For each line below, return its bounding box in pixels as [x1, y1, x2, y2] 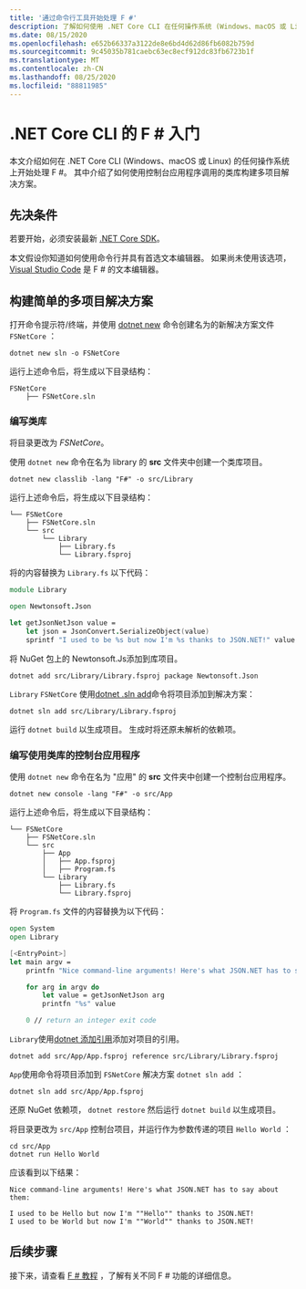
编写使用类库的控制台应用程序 [9, 749, 141, 762]
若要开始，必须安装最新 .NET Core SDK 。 [9, 234, 166, 244]
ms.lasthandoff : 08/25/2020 [9, 73, 117, 82]
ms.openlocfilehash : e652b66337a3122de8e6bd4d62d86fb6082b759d [9, 38, 255, 48]
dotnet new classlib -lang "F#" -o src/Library [9, 475, 194, 484]
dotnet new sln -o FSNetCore [9, 348, 120, 359]
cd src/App [9, 1142, 51, 1151]
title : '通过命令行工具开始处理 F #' [9, 13, 138, 23]
